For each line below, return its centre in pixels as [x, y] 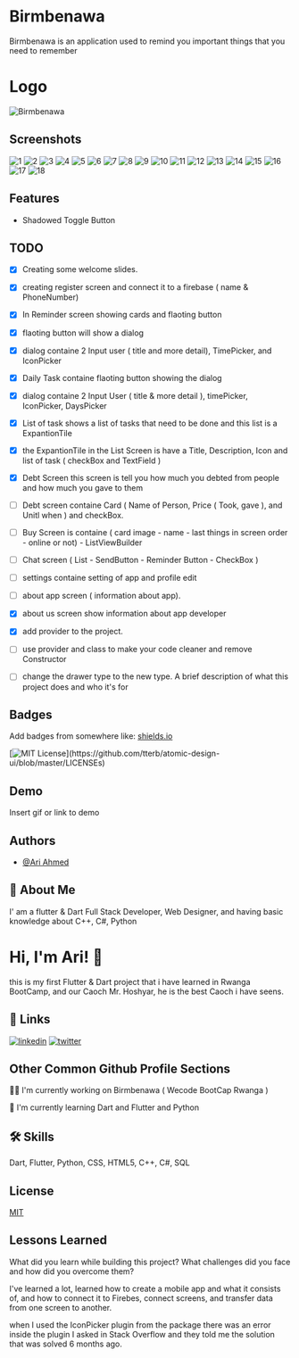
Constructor [44, 659]
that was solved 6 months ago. [66, 1344]
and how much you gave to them [83, 487]
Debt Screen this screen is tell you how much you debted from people [150, 477]
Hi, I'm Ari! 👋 [56, 957]
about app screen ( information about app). [101, 596]
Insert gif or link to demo [54, 813]
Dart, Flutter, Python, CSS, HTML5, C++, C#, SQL [100, 1163]
